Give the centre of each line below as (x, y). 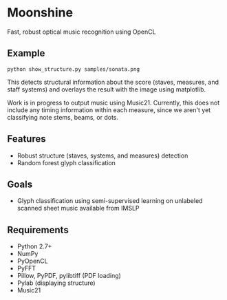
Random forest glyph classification (66, 162)
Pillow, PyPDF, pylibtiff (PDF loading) (69, 276)
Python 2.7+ (34, 246)
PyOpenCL (32, 261)
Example (26, 53)
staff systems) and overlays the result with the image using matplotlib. (107, 89)
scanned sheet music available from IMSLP (78, 208)
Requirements (38, 229)
